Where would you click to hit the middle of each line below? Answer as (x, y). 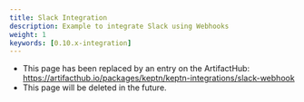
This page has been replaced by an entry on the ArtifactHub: (136, 69)
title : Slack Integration (58, 18)
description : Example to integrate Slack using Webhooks (119, 26)
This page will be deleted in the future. (94, 88)
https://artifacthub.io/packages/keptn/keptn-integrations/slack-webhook (158, 79)
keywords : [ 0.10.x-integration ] (70, 43)
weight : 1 (28, 34)
